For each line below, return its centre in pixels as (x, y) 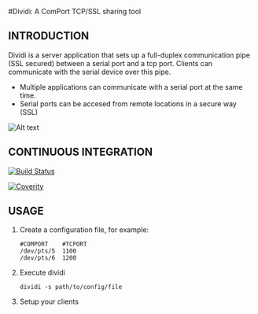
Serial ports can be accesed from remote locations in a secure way (128, 103)
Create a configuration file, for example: (84, 230)
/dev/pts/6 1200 (48, 258)
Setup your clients (49, 301)
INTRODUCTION (49, 36)
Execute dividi (42, 273)
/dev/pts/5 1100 (48, 251)
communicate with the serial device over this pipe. (90, 72)
